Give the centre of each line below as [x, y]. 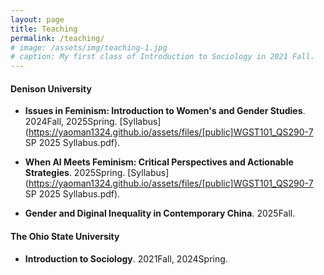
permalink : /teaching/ [57, 38]
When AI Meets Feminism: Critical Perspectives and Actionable [159, 162]
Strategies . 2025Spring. [75, 173]
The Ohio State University [65, 236]
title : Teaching [44, 29]
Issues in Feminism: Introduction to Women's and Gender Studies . [165, 111]
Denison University [51, 88]
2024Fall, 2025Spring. [71, 122]
